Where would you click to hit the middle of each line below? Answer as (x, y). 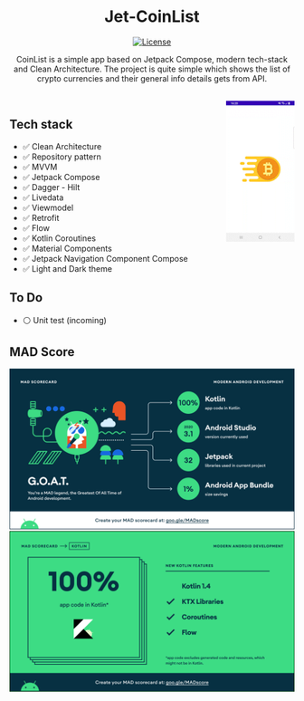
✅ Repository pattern (62, 157)
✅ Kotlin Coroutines (59, 238)
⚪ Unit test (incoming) (64, 320)
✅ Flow (36, 227)
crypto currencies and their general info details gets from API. (152, 78)
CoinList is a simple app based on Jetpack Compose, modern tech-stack (152, 59)
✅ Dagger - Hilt (51, 187)
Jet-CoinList (152, 17)
